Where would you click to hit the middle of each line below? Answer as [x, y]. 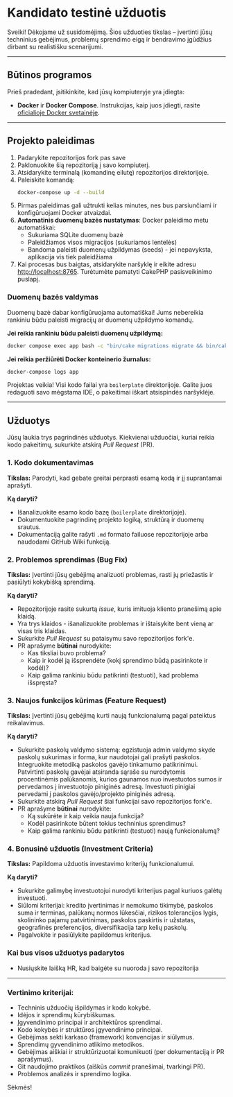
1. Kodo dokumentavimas [51, 463]
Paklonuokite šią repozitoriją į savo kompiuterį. [84, 165]
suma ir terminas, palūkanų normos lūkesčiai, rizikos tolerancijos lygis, [118, 913]
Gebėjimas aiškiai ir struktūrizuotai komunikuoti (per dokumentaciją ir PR [121, 1052]
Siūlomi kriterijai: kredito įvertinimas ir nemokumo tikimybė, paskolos [115, 906]
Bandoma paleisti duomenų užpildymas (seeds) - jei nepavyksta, [120, 250]
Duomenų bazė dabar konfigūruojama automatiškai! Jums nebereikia [105, 312]
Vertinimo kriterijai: [41, 992]
